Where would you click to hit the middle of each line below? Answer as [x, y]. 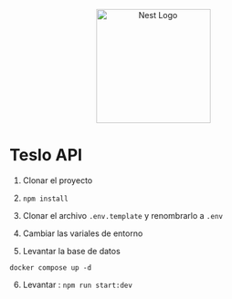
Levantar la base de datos [71, 251]
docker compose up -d [51, 268]
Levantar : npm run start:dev [77, 284]
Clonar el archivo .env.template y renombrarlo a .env [123, 215]
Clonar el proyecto [58, 180]
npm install [45, 199]
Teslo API [46, 155]
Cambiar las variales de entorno [83, 233]
